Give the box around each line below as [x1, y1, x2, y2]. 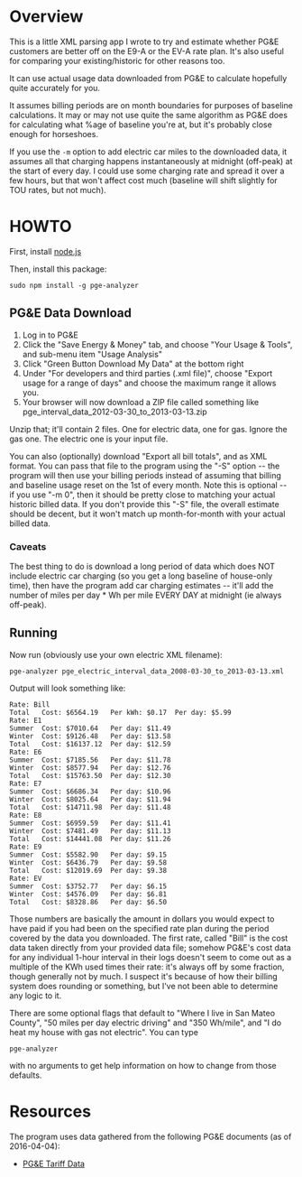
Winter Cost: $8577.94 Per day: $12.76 [9, 763, 171, 773]
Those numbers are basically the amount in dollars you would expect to [9, 913, 275, 924]
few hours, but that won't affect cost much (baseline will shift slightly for [9, 174, 278, 186]
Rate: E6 [9, 747, 42, 756]
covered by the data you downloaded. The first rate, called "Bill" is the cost [9, 932, 288, 943]
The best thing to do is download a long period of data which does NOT [9, 561, 276, 571]
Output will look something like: [9, 682, 126, 693]
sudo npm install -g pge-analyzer [9, 281, 140, 290]
